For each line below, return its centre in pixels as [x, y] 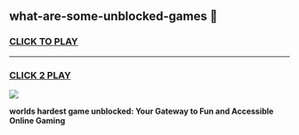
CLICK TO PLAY [44, 42]
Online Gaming [37, 120]
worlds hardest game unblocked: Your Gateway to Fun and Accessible [141, 111]
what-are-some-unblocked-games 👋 [113, 16]
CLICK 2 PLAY [40, 75]
